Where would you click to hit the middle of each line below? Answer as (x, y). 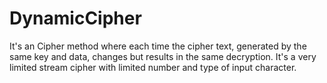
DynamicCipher (75, 18)
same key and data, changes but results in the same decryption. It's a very (163, 56)
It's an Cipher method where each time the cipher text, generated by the (158, 46)
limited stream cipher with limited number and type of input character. (153, 67)
